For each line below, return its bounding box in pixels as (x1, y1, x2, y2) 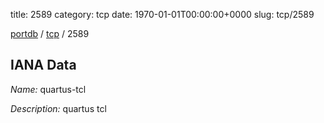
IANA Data (10, 57, 77, 74)
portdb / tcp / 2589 (10, 28, 90, 39)
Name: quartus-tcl (10, 83, 87, 95)
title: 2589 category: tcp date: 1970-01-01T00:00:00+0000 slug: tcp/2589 (10, 9, 315, 20)
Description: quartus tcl (10, 102, 107, 114)
